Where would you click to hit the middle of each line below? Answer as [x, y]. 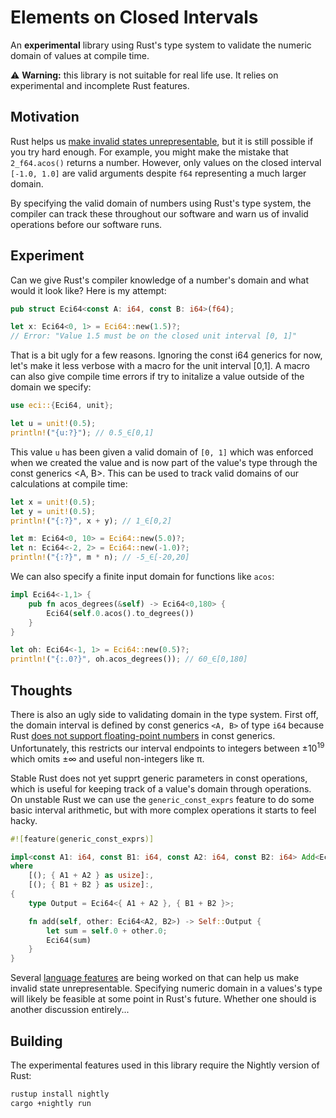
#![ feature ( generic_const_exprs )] [82, 839]
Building [36, 1041]
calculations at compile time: [69, 483]
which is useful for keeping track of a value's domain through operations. [161, 788]
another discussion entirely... [70, 1010]
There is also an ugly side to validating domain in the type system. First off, [164, 714]
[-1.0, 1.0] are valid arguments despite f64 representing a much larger [158, 173]
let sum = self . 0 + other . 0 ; [107, 931]
